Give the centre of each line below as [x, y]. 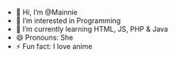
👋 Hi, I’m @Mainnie [46, 12]
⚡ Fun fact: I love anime [54, 46]
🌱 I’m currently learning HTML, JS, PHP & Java [92, 29]
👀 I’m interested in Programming [68, 21]
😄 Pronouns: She [44, 37]
